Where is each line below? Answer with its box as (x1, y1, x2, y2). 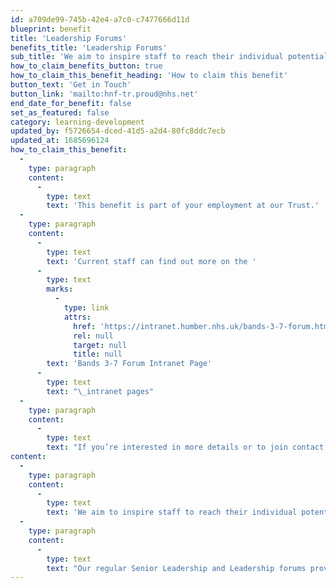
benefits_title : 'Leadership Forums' (10, 42, 168, 53)
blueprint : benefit (10, 24, 92, 34)
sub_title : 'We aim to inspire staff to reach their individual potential (10, 52, 329, 62)
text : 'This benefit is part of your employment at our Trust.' (46, 201, 320, 211)
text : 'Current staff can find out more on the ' (46, 256, 257, 266)
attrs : (63, 312, 92, 322)
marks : (46, 284, 74, 295)
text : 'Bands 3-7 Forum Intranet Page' (46, 359, 213, 369)
